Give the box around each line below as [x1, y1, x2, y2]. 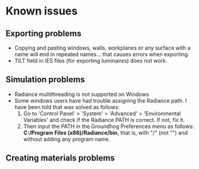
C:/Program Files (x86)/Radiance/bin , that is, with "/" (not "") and [23, 129, 188, 136]
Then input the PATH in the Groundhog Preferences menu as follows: [23, 123, 194, 130]
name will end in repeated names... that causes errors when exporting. [14, 51, 190, 58]
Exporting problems [5, 28, 82, 39]
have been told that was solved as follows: [14, 103, 120, 110]
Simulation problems [5, 74, 85, 85]
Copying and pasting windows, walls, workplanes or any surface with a [14, 44, 191, 51]
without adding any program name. [23, 135, 111, 142]
